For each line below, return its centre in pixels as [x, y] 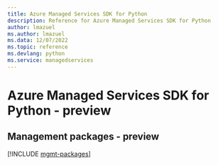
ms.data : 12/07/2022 [38, 41]
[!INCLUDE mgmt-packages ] [49, 154]
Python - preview [59, 110]
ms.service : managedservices [50, 60]
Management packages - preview [83, 137]
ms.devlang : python [36, 54]
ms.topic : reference [38, 47]
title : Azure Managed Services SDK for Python [77, 14]
